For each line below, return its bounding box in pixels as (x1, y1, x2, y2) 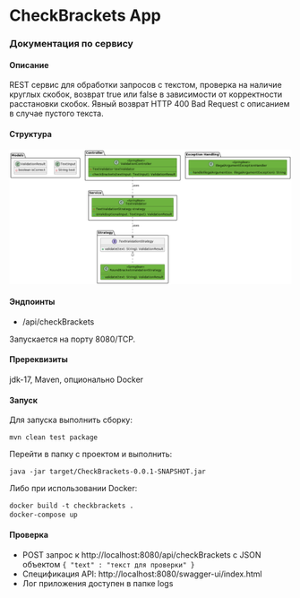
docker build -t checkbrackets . (9, 501, 134, 511)
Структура (9, 128, 52, 139)
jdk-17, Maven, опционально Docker (9, 374, 144, 386)
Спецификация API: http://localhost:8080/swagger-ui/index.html (21, 568, 262, 579)
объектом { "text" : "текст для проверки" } (21, 559, 195, 569)
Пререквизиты (9, 354, 69, 365)
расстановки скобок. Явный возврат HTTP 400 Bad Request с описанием (9, 99, 290, 109)
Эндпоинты (9, 297, 56, 308)
